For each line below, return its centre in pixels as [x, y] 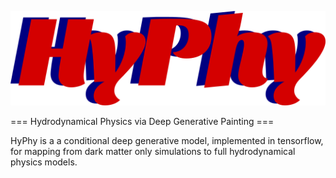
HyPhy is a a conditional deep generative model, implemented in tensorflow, [167, 141]
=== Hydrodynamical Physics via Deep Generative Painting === [142, 122]
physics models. [44, 162]
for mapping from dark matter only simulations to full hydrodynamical [153, 152]
